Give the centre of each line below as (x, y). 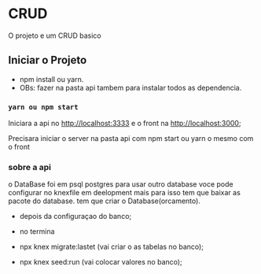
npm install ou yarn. (51, 79)
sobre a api (30, 167)
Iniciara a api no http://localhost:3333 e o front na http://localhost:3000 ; (125, 124)
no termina (37, 231)
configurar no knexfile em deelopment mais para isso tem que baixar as (125, 193)
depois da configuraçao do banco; (75, 217)
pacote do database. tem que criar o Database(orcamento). (104, 201)
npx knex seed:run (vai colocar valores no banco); (101, 262)
